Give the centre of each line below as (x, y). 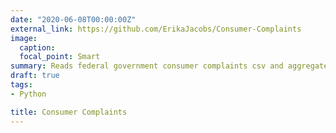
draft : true (35, 76)
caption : (37, 47)
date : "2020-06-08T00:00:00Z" (73, 19)
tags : (21, 85)
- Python (28, 94)
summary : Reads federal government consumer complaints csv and (147, 66)
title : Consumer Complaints (69, 112)
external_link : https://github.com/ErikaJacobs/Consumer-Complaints (156, 29)
